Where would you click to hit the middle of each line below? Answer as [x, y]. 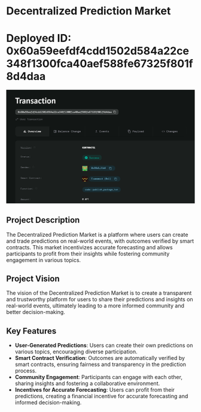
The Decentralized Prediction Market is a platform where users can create [97, 234]
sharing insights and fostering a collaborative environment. [87, 383]
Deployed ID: [39, 39]
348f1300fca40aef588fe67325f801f [100, 64]
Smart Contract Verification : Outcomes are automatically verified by [100, 358]
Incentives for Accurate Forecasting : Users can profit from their [95, 390]
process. [26, 371]
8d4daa [26, 77]
